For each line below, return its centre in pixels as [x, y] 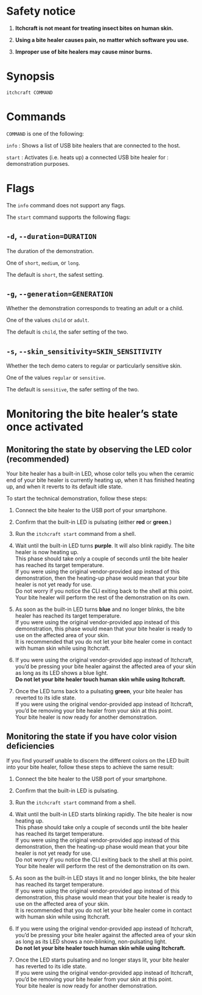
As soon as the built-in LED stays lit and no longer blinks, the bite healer [105, 878]
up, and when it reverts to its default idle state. [64, 487]
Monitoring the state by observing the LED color [99, 449]
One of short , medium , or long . [43, 263]
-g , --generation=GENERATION [60, 294]
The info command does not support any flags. [66, 205]
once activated [45, 427]
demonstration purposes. [38, 163]
